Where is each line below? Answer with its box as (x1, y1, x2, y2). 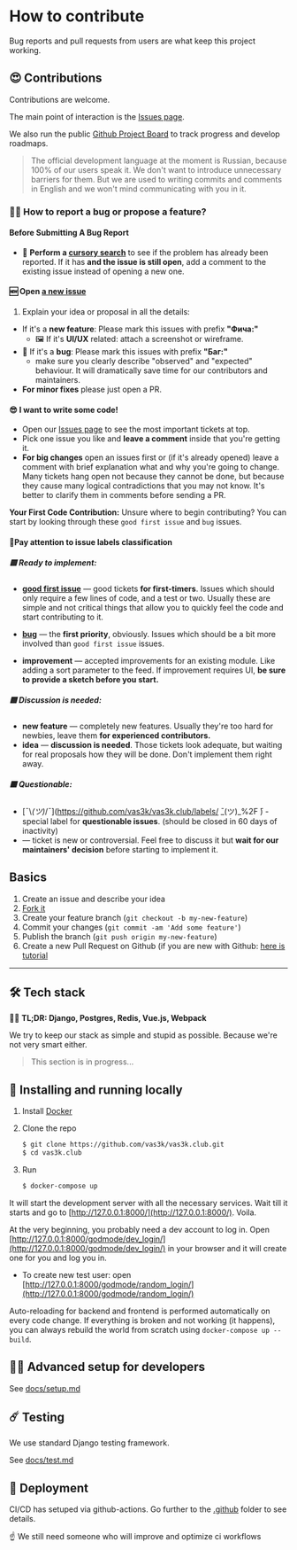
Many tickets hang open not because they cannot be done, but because (21, 471, 285, 482)
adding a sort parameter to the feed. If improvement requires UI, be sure (21, 665, 286, 675)
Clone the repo (21, 1123, 77, 1133)
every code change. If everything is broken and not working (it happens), (9, 1314, 276, 1326)
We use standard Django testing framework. (9, 1437, 170, 1448)
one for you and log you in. (9, 1252, 108, 1263)
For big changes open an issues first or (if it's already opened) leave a (21, 452, 279, 463)
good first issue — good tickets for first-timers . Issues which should (21, 583, 275, 594)
